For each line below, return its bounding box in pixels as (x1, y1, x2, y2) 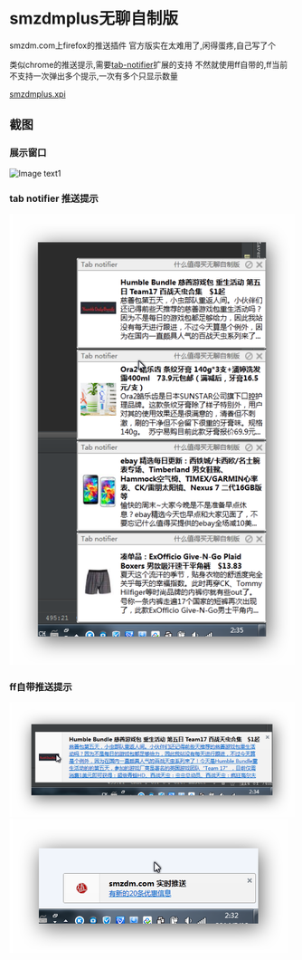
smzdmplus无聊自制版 (9, 8, 179, 29)
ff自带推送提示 (9, 680, 72, 693)
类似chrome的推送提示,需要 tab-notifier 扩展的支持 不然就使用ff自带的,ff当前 (9, 59, 288, 70)
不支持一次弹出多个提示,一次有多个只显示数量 (9, 70, 179, 82)
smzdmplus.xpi (9, 88, 66, 100)
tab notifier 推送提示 (9, 192, 99, 205)
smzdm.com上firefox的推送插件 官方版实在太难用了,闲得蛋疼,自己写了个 (9, 40, 276, 51)
